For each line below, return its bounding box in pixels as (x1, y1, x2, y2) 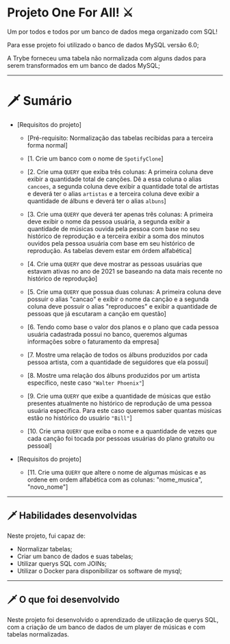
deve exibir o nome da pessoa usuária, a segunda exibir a (27, 217, 190, 226)
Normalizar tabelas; (16, 545, 73, 553)
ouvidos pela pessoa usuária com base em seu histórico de (27, 239, 195, 248)
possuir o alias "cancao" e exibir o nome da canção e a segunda (27, 295, 209, 303)
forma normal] (27, 141, 68, 149)
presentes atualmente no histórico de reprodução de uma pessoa (27, 399, 212, 407)
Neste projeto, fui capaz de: (7, 532, 86, 540)
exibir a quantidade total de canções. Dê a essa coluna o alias (27, 175, 202, 183)
